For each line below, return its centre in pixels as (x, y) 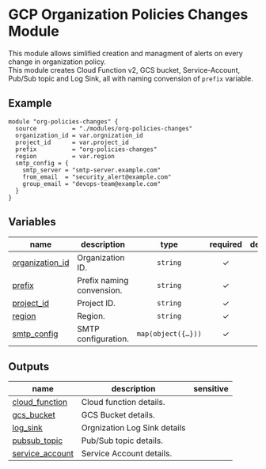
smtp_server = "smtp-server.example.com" (91, 170)
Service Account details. (127, 454)
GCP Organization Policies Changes (128, 15)
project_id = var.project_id (72, 142)
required (226, 244)
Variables (32, 222)
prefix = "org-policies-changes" (86, 149)
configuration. (103, 339)
